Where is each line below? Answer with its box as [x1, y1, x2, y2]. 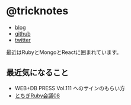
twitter [14, 36, 31, 43]
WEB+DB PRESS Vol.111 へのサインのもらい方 [14, 84, 126, 91]
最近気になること [6, 68, 69, 78]
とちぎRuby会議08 [14, 92, 60, 99]
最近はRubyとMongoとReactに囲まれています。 [6, 49, 122, 56]
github [14, 30, 31, 37]
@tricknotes [6, 4, 69, 18]
